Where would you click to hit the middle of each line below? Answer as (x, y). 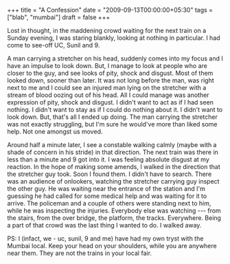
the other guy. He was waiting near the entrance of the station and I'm (106, 189)
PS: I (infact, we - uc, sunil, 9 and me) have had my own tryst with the (105, 239)
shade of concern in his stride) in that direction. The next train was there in (113, 152)
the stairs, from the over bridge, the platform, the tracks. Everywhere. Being (114, 218)
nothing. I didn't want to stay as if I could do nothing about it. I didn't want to (115, 110)
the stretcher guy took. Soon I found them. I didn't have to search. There (110, 174)
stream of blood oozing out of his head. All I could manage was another (108, 95)
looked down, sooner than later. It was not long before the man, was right (111, 80)
